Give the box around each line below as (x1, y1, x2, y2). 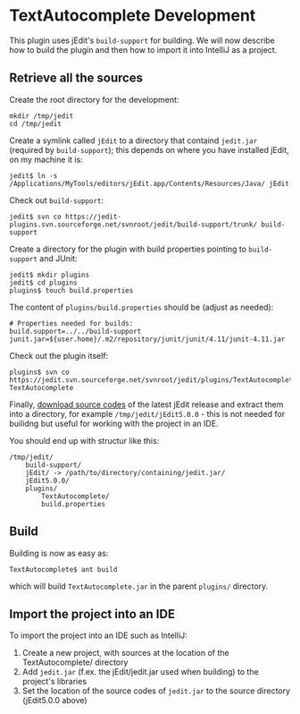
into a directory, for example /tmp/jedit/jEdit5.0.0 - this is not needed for (9, 408, 286, 419)
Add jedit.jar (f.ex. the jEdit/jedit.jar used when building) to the (21, 667, 259, 677)
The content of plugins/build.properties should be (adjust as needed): (9, 302, 274, 312)
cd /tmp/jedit (9, 119, 62, 128)
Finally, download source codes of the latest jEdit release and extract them (9, 399, 284, 410)
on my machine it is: (9, 154, 83, 165)
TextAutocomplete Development (9, 5, 256, 26)
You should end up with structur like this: (9, 435, 160, 446)
